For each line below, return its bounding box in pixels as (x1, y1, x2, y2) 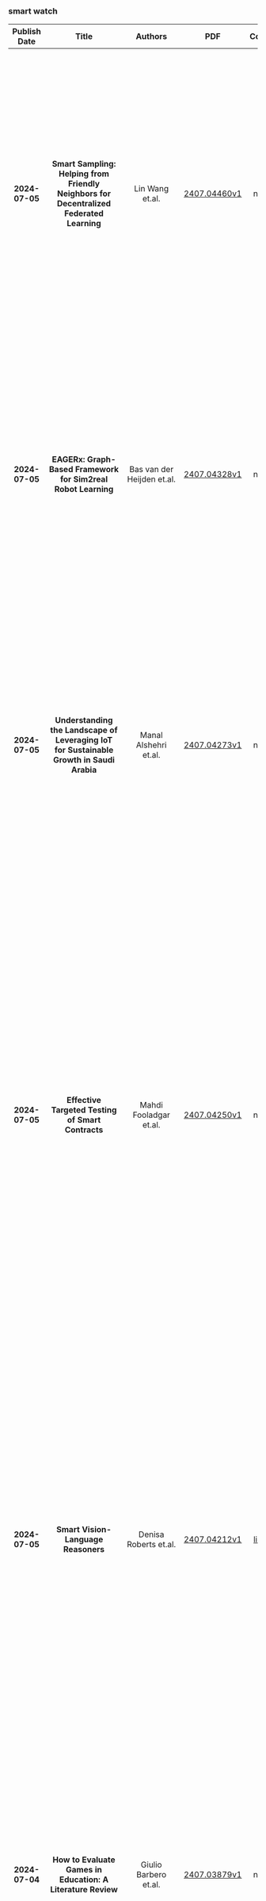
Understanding (55, 715, 113, 726)
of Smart (66, 1115, 101, 1126)
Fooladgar (132, 1109, 170, 1120)
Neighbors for (56, 188, 111, 199)
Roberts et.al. (126, 1539, 177, 1550)
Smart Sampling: (51, 159, 116, 170)
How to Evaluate (52, 1854, 116, 1865)
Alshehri (135, 739, 167, 751)
